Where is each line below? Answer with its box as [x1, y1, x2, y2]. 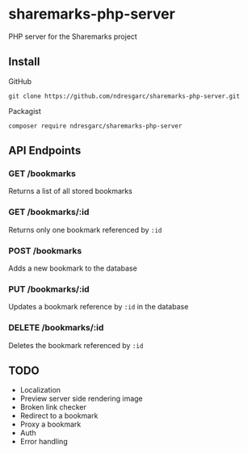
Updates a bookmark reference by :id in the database [8, 302, 189, 312]
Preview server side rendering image [19, 393, 143, 404]
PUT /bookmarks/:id [8, 284, 90, 295]
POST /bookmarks [8, 245, 82, 256]
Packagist [8, 106, 42, 116]
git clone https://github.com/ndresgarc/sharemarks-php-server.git [8, 92, 241, 100]
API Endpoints [8, 144, 82, 158]
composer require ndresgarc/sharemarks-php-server [8, 122, 183, 130]
